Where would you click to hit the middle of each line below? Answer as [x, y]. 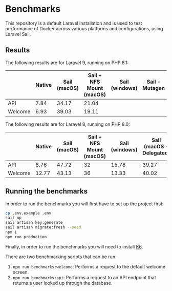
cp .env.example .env [28, 213]
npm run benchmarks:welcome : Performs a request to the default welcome [89, 266]
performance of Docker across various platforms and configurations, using [84, 28]
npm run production [26, 237]
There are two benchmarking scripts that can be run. [61, 257]
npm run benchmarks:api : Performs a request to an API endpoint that [84, 277]
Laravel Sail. [18, 34]
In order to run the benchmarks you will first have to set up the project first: [84, 204]
